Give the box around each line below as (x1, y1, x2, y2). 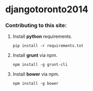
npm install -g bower (12, 81, 58, 86)
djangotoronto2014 (5, 4, 88, 15)
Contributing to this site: (5, 22, 67, 29)
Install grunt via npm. (12, 52, 57, 58)
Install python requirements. (12, 33, 73, 39)
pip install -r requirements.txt (12, 43, 84, 49)
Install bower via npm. (12, 71, 59, 77)
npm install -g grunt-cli (12, 62, 68, 67)
